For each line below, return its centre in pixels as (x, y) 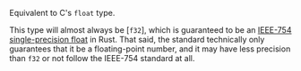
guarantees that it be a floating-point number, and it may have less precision (150, 49)
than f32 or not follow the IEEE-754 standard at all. (102, 58)
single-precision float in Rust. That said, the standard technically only (137, 39)
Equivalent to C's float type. (62, 13)
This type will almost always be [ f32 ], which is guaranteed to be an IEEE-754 (150, 30)
